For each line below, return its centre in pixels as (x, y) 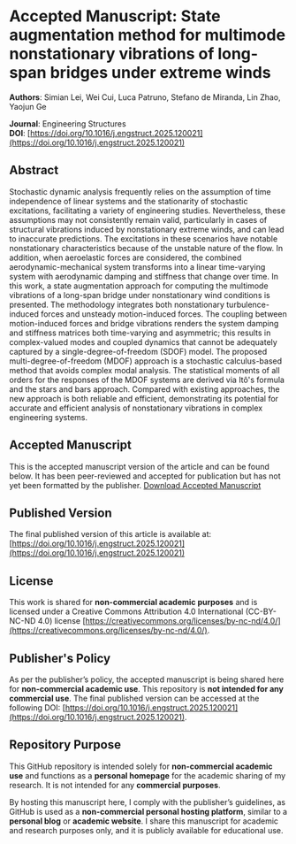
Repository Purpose (65, 745)
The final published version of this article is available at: (110, 534)
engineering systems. (49, 417)
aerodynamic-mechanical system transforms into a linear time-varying (137, 266)
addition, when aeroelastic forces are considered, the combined (125, 257)
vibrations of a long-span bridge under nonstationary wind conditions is (140, 295)
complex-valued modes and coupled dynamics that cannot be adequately (144, 341)
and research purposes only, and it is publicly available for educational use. (147, 830)
